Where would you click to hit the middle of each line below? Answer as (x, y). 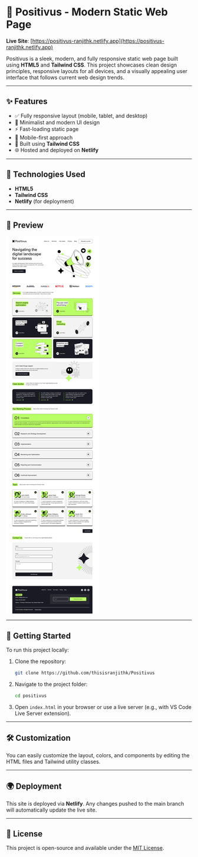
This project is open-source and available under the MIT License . (85, 848)
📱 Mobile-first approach (44, 137)
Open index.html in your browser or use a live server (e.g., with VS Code (103, 707)
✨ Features (27, 102)
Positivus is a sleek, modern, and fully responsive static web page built (92, 58)
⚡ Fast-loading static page (47, 129)
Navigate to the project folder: (51, 684)
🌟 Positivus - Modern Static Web (87, 12)
